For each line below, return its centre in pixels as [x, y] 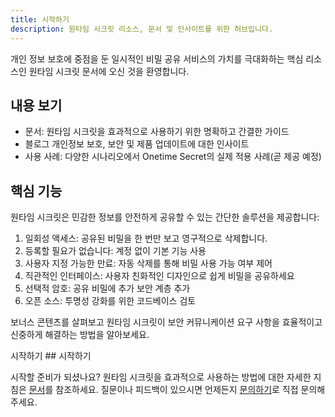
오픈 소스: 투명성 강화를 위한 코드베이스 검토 [110, 301]
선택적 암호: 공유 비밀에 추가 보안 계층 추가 [107, 288]
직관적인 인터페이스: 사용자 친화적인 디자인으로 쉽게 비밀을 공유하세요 [159, 276]
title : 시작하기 [40, 19]
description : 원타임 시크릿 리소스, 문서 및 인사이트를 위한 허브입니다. [142, 29]
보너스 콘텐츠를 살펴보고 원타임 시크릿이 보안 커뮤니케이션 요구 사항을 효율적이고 [166, 322]
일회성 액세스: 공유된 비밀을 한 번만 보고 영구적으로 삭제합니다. [146, 238]
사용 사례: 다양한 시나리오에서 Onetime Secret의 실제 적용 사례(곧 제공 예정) [173, 157]
